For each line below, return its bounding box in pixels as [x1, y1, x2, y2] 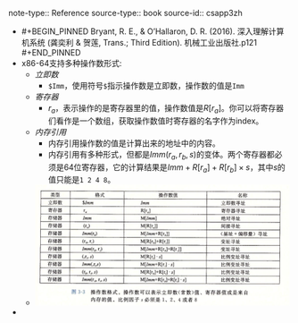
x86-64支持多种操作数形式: [21, 58, 122, 68]
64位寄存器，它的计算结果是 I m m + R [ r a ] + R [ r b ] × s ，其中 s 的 [63, 161, 286, 174]
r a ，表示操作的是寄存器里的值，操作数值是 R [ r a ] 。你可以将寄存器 [47, 103, 285, 115]
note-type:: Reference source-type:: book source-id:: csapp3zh [8, 8, 243, 18]
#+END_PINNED [21, 47, 81, 57]
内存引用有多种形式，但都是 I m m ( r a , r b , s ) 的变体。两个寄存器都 [47, 149, 275, 162]
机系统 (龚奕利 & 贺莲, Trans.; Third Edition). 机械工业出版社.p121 [21, 38, 258, 47]
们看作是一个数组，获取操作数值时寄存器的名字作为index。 [47, 115, 264, 126]
